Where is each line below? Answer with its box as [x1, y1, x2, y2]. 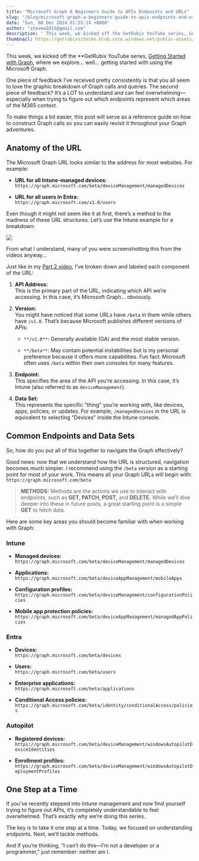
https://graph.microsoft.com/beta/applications [14, 686, 134, 692]
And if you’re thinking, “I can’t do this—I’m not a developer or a [6, 842, 159, 849]
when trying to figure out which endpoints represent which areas [32, 95, 191, 103]
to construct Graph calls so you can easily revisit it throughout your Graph [6, 120, 187, 126]
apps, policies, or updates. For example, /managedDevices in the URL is [14, 407, 186, 414]
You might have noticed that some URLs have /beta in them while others [14, 311, 191, 318]
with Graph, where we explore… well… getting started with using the [6, 59, 173, 66]
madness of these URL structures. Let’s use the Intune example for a [6, 216, 174, 223]
